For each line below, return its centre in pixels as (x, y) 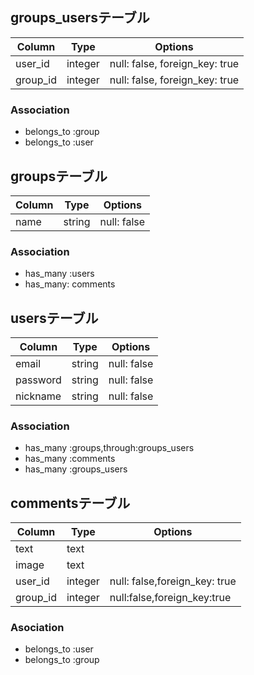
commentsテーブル (70, 503)
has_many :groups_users (76, 469)
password (38, 380)
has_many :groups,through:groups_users (109, 448)
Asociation (37, 628)
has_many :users (59, 274)
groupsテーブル (59, 176)
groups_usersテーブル (80, 18)
